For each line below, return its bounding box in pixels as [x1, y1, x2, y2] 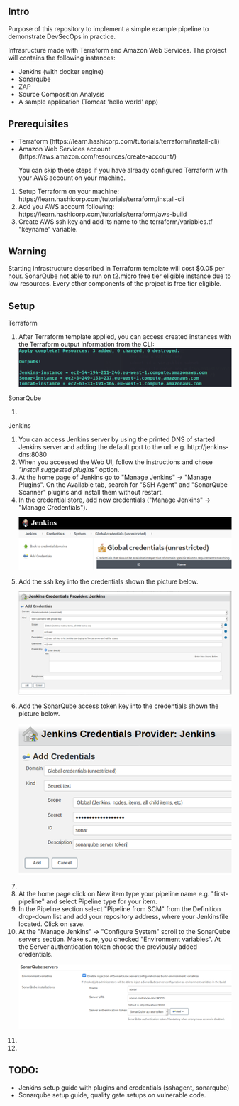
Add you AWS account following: [18, 202, 115, 210]
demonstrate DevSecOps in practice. [8, 32, 116, 41]
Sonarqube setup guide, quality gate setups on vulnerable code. [18, 1090, 206, 1099]
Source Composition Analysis [18, 90, 105, 98]
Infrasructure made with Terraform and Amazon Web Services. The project [8, 45, 227, 54]
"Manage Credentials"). [18, 503, 88, 512]
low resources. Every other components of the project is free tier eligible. [8, 279, 222, 288]
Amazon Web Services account [18, 144, 111, 153]
